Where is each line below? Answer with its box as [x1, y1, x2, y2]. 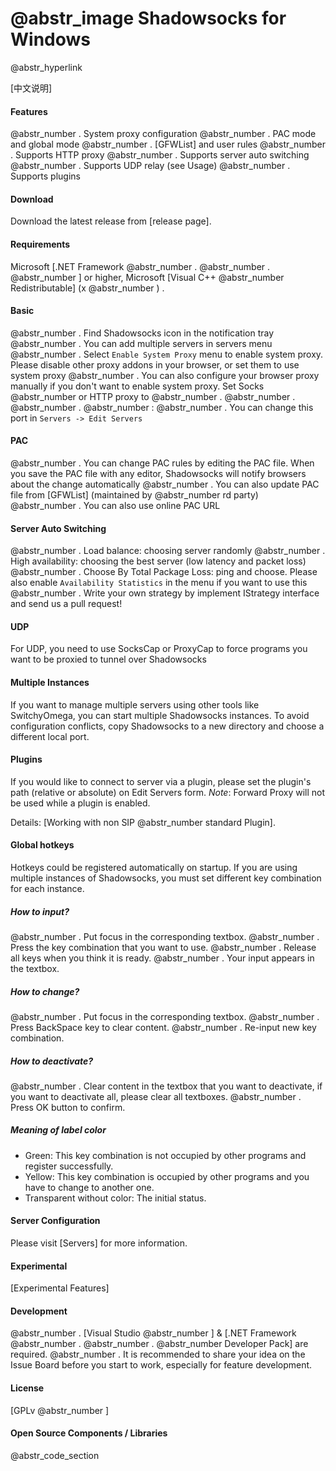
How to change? [10, 985, 80, 997]
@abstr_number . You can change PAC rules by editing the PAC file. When [10, 457, 315, 469]
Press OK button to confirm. [10, 1101, 126, 1113]
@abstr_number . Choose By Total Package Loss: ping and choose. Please [10, 566, 318, 578]
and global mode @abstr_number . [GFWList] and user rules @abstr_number [10, 138, 326, 151]
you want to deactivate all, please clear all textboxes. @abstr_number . [10, 1090, 302, 1102]
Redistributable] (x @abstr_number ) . [10, 282, 165, 294]
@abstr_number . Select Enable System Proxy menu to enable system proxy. [10, 348, 324, 360]
